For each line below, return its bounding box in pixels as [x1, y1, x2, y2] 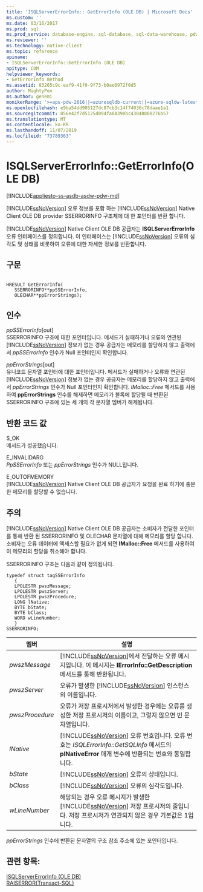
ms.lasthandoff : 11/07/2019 [6, 127, 77, 133]
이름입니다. [67, 691, 97, 699]
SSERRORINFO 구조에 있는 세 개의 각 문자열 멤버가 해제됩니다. [6, 399, 154, 406]
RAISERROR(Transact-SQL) [6, 879, 74, 887]
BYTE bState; [14, 604, 47, 610]
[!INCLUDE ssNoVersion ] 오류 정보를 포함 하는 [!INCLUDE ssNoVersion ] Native [6, 204, 195, 212]
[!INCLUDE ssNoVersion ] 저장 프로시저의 [60, 802, 171, 811]
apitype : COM [6, 65, 39, 72]
